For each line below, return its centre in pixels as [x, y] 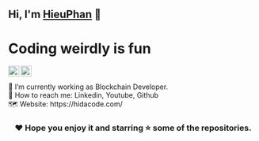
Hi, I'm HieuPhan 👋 [55, 15]
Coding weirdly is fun [80, 48]
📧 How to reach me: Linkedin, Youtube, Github [84, 95]
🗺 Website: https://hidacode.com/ [65, 104]
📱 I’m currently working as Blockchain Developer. [88, 87]
